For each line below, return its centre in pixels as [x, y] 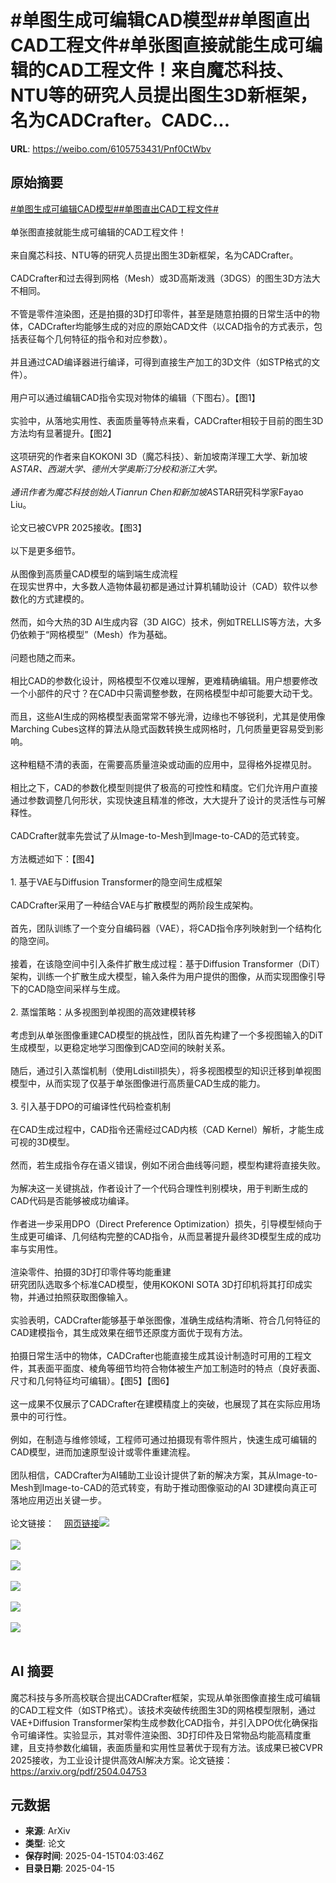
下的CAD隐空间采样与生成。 [68, 988]
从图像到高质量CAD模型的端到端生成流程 [94, 573]
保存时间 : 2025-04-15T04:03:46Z [94, 1856]
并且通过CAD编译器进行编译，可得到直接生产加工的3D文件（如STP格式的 [161, 362]
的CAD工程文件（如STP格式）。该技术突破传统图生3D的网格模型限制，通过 [163, 1710]
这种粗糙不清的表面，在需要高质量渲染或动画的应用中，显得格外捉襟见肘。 [163, 764]
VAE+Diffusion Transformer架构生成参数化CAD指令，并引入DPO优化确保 [160, 1722]
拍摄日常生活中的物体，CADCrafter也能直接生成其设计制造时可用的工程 [156, 1355]
